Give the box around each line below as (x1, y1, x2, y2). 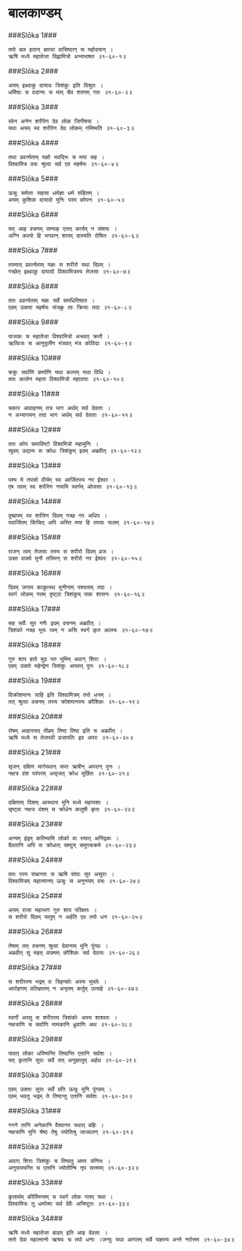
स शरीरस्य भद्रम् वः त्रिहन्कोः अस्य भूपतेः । (8, 978, 107, 985)
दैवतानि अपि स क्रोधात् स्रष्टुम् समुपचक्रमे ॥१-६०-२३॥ (8, 841, 136, 849)
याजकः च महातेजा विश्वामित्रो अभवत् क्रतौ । (8, 332, 110, 340)
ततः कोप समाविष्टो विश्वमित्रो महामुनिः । (8, 440, 99, 448)
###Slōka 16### (8, 568, 61, 578)
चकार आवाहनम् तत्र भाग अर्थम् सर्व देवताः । (8, 404, 111, 412)
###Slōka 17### (8, 603, 61, 613)
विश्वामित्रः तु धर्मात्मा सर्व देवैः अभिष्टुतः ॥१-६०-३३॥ (8, 1199, 129, 1208)
